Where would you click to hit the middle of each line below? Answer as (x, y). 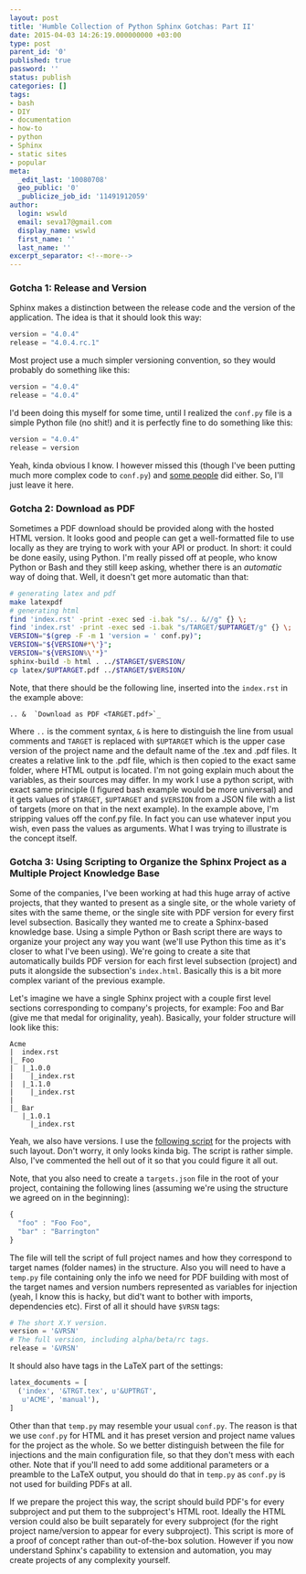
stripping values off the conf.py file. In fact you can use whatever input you (150, 819)
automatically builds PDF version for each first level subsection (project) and (153, 961)
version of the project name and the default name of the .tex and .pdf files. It (153, 750)
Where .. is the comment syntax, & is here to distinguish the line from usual (152, 731)
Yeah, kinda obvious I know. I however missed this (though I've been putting (153, 465)
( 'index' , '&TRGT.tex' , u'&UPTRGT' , (87, 1391)
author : (24, 205)
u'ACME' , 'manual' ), (61, 1399)
